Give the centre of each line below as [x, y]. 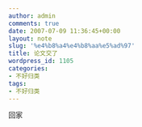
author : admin [32, 16]
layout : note [30, 38]
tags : [17, 83]
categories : [28, 69]
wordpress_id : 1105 [41, 61]
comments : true [34, 23]
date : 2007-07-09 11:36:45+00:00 [65, 31]
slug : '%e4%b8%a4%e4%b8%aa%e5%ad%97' [72, 46]
